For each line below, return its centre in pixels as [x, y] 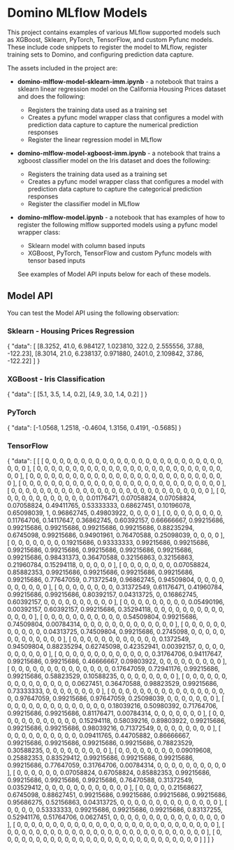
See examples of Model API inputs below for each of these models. [114, 274]
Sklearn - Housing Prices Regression [71, 331]
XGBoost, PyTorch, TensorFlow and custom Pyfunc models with [119, 253]
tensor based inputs [57, 261]
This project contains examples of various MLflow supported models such [114, 32]
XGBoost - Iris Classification [56, 379]
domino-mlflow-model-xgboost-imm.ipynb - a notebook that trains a [119, 153]
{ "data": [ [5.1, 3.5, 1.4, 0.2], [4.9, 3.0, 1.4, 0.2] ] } [78, 394]
